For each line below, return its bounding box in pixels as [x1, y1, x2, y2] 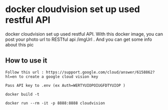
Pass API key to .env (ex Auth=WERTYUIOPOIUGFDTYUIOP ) [5, 83, 125, 88]
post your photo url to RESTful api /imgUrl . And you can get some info [5, 36, 152, 42]
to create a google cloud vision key [18, 74, 99, 79]
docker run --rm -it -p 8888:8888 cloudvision [5, 100, 105, 105]
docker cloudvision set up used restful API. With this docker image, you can [5, 31, 163, 37]
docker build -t [5, 92, 39, 97]
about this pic [5, 41, 34, 47]
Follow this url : [5, 70, 44, 75]
